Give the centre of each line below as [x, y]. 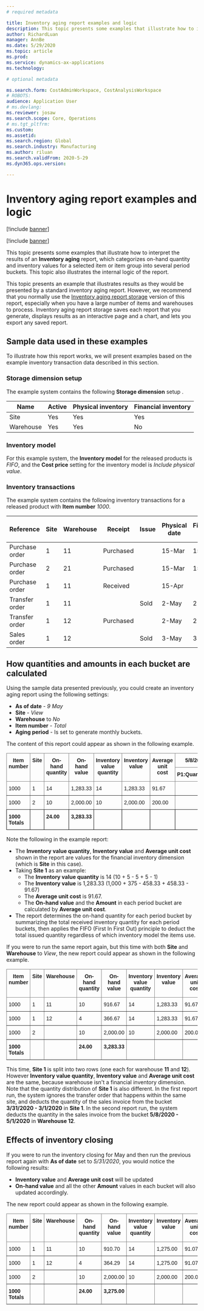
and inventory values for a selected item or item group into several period [98, 265]
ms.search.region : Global [39, 141]
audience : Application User [42, 102]
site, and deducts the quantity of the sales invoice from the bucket [89, 1102]
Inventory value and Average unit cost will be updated [84, 1179]
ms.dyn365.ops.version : [36, 164]
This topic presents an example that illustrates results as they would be [95, 283]
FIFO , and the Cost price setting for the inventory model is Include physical [100, 464]
